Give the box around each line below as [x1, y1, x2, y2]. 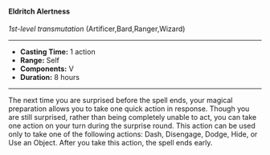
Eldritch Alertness [8, 6, 71, 16]
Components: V [19, 64, 74, 74]
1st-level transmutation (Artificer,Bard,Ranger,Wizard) [8, 24, 186, 34]
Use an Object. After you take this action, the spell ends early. [8, 138, 213, 148]
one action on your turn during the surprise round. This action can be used [8, 121, 256, 131]
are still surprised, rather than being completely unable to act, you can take [8, 113, 257, 122]
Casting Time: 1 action [19, 47, 96, 57]
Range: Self [19, 56, 60, 66]
